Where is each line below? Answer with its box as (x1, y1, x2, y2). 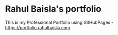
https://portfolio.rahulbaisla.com (5, 24, 70, 30)
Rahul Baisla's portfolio (5, 3, 102, 15)
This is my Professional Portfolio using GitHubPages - (5, 19, 114, 25)
